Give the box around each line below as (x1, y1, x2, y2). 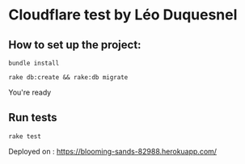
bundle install (8, 59, 60, 67)
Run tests (8, 111, 57, 124)
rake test (8, 132, 42, 141)
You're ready (8, 87, 52, 97)
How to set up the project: (8, 38, 142, 52)
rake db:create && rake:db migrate (8, 74, 129, 82)
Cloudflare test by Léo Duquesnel (8, 6, 238, 24)
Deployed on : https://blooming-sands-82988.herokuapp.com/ (8, 146, 217, 156)
